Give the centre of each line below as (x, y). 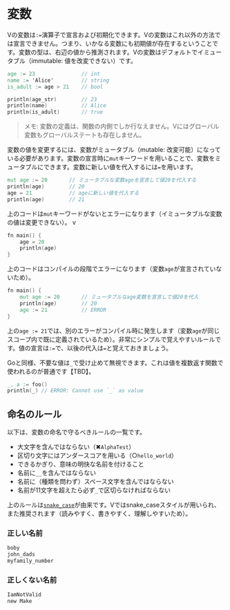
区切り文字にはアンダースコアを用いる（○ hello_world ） (97, 455)
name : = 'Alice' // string (58, 80)
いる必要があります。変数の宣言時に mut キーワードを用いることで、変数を (111, 158)
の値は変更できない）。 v (41, 222)
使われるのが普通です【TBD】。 (51, 371)
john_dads (21, 555)
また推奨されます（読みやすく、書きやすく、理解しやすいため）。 (99, 514)
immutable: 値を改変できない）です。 (84, 60)
